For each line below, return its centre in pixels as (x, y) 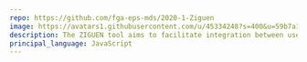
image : (22, 26)
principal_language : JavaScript (71, 43)
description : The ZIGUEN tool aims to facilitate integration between (147, 35)
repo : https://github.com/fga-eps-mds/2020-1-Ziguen (112, 18)
